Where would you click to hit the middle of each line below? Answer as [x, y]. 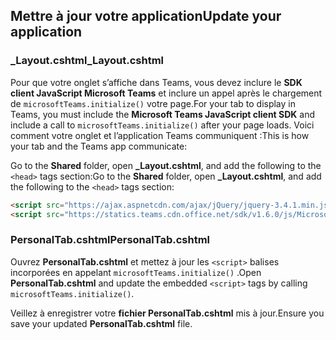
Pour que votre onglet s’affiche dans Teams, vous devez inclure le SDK [156, 82]
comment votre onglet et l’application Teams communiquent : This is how [160, 135]
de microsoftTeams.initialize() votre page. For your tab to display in [153, 103]
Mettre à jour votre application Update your [146, 16]
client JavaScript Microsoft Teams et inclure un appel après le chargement [166, 93]
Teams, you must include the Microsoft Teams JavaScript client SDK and [163, 114]
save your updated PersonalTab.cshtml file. [101, 323]
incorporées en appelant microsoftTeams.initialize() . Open [136, 272]
